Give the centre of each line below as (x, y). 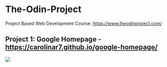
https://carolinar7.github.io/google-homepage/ (81, 47)
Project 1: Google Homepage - (53, 39)
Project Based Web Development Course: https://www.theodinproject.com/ (83, 23)
